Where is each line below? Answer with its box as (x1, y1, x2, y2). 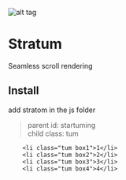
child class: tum (27, 129, 79, 138)
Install (8, 84, 39, 98)
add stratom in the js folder (8, 105, 96, 114)
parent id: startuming (27, 120, 96, 129)
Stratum (8, 36, 63, 53)
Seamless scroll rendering (8, 61, 93, 70)
